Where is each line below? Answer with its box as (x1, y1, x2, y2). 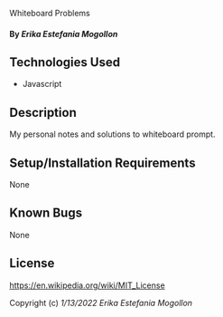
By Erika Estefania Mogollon (9, 28, 118, 39)
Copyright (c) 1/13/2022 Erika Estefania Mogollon (9, 297, 192, 308)
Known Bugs (9, 206, 83, 221)
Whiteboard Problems (9, 8, 90, 18)
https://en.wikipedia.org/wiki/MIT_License (9, 280, 165, 291)
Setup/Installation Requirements (9, 155, 196, 170)
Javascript (22, 79, 62, 90)
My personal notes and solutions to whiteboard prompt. (9, 129, 216, 139)
